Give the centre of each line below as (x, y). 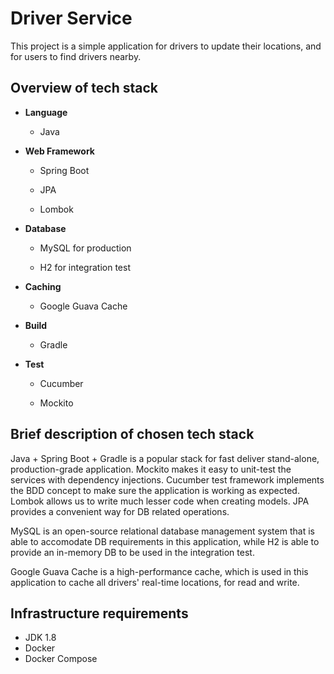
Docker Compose (61, 659)
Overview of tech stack (84, 88)
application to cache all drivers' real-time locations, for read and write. (155, 582)
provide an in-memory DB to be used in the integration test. (132, 552)
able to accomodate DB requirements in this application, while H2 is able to (165, 541)
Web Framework (59, 151)
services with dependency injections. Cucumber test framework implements (167, 479)
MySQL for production (85, 248)
